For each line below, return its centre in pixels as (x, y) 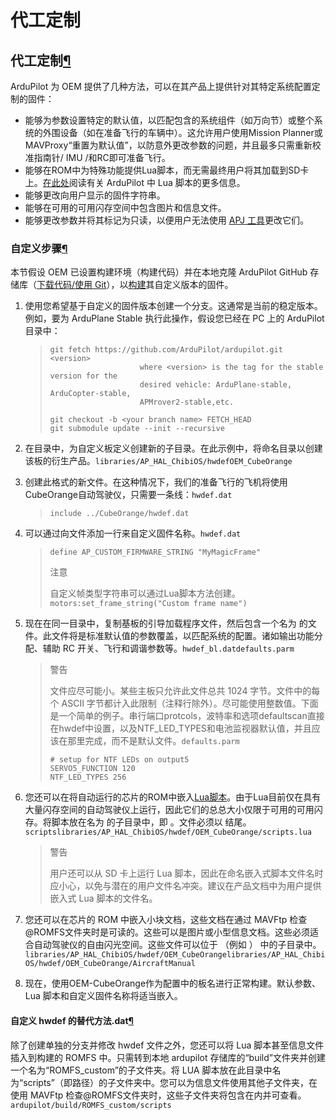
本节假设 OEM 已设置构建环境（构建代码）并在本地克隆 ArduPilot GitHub (159, 272)
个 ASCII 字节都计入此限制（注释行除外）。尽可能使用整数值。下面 (184, 703)
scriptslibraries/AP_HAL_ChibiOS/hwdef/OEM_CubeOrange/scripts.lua (168, 832)
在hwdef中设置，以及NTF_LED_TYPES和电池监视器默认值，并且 (180, 728)
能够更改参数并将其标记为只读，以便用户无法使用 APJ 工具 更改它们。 (166, 220)
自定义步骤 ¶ (39, 248)
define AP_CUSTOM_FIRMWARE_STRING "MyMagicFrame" (155, 552)
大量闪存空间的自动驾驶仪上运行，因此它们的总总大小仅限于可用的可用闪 (173, 810)
